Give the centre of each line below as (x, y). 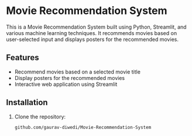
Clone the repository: (40, 116)
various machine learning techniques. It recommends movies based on (92, 33)
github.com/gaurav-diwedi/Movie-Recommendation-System (83, 127)
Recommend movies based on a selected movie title (77, 72)
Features (23, 57)
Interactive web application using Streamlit (66, 84)
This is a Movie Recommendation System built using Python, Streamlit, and (96, 27)
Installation (27, 102)
